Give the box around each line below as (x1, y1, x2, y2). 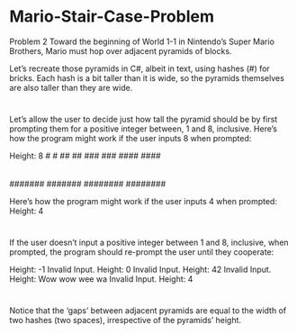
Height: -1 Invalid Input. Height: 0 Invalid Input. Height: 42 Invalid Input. (9, 264, 272, 275)
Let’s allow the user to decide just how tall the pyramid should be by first (9, 114, 278, 125)
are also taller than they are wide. (9, 82, 133, 93)
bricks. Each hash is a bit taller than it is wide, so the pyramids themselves (9, 72, 285, 83)
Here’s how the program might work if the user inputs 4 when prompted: (9, 195, 277, 206)
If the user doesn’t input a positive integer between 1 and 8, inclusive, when (9, 237, 290, 248)
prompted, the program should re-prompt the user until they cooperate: (9, 246, 274, 257)
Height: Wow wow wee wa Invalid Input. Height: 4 (9, 273, 193, 284)
